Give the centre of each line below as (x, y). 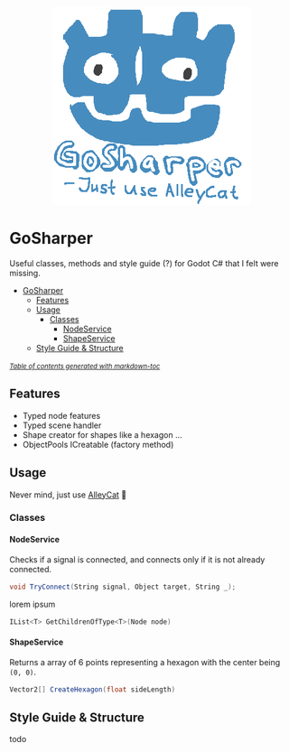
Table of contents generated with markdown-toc (85, 366)
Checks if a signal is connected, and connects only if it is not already (137, 559)
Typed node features (61, 415)
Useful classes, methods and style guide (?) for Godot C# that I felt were (144, 263)
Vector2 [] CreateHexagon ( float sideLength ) (93, 689)
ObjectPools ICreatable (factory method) (98, 444)
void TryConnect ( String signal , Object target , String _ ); (123, 587)
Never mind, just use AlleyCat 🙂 (68, 495)
